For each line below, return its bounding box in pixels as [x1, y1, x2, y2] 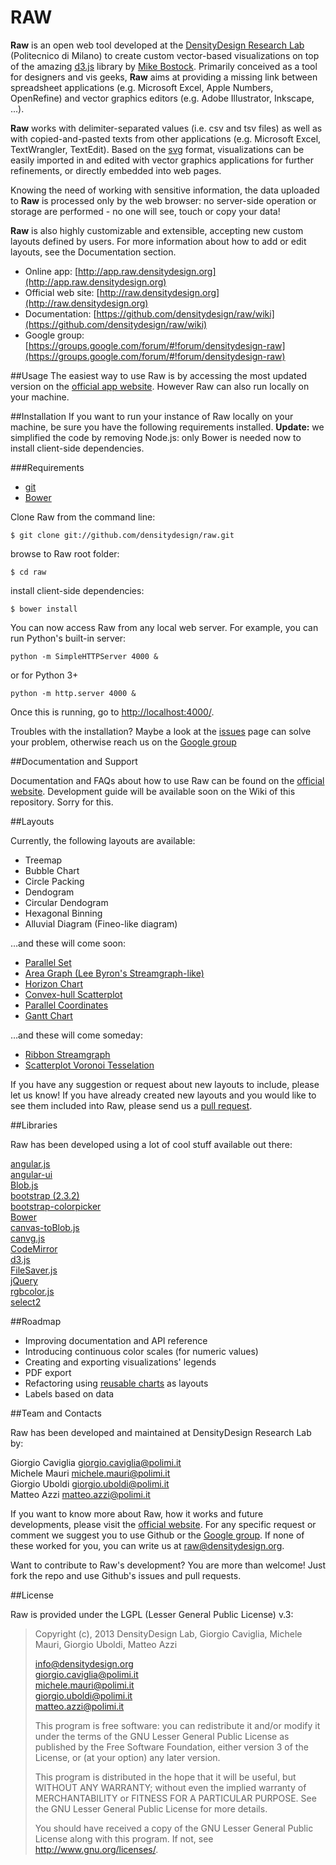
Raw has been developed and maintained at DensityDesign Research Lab [10, 1426, 312, 1438]
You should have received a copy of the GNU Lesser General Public [34, 1822, 314, 1834]
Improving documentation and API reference [24, 1334, 208, 1346]
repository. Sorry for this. [10, 796, 114, 808]
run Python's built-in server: [10, 632, 127, 644]
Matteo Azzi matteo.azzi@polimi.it [10, 1488, 151, 1500]
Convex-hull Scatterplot [24, 988, 123, 1000]
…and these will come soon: [10, 937, 127, 949]
